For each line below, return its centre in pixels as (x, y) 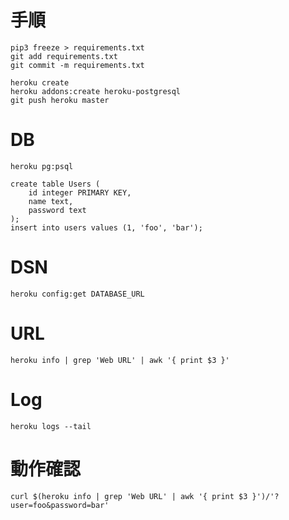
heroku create (40, 82)
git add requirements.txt (64, 56)
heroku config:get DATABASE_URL (77, 294)
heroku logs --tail (51, 426)
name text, (51, 201)
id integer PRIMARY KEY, (80, 192)
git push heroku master (60, 100)
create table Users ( (55, 184)
